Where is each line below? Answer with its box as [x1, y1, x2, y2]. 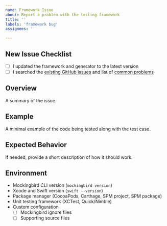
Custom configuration [12, 204, 59, 210]
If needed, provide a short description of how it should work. [5, 154, 133, 160]
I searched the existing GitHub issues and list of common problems [12, 69, 154, 75]
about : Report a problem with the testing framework [5, 12, 120, 17]
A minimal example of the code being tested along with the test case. [5, 126, 151, 132]
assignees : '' [5, 26, 36, 32]
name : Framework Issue [5, 7, 54, 13]
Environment [5, 168, 47, 177]
